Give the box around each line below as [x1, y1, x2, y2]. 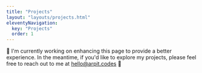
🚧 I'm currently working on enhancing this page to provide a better [6, 47, 172, 54]
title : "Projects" [6, 8, 53, 15]
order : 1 [11, 31, 34, 37]
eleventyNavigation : [6, 20, 59, 26]
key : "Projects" [11, 25, 53, 32]
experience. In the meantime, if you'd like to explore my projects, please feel [6, 54, 197, 61]
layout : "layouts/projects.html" [6, 14, 91, 20]
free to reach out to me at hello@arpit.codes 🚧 [6, 60, 122, 68]
